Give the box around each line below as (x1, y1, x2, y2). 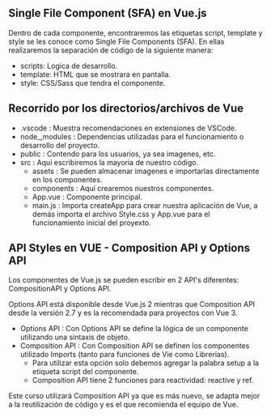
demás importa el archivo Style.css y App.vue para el (32, 209, 210, 219)
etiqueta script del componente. (32, 367, 139, 377)
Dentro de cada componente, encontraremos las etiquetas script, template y (8, 28, 263, 37)
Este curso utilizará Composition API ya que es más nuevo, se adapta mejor (8, 391, 260, 401)
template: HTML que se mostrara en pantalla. (19, 69, 171, 79)
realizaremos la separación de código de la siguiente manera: (8, 45, 214, 55)
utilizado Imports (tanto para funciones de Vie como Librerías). (19, 350, 230, 360)
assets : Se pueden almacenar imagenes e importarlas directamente (32, 166, 260, 176)
